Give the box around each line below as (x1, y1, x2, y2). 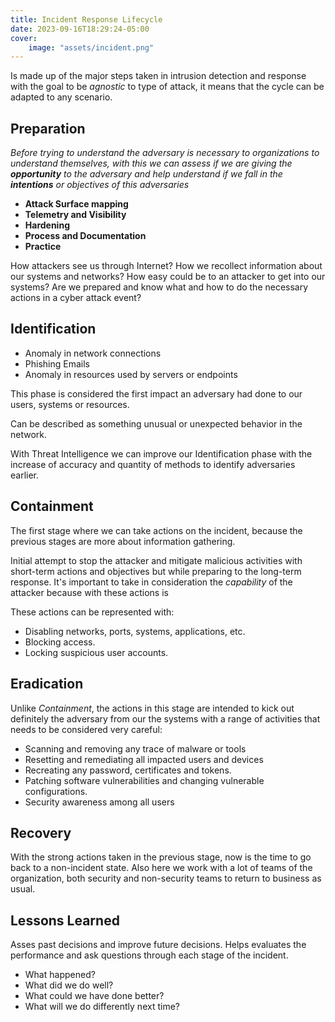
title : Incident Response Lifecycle (10, 14, 163, 25)
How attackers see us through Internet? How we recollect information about (10, 260, 323, 272)
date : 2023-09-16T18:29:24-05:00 (10, 24, 150, 34)
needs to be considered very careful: (10, 723, 163, 735)
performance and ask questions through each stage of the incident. (10, 949, 289, 961)
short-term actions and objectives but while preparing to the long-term (10, 565, 302, 577)
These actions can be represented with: (10, 606, 175, 618)
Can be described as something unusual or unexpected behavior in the (10, 417, 303, 430)
